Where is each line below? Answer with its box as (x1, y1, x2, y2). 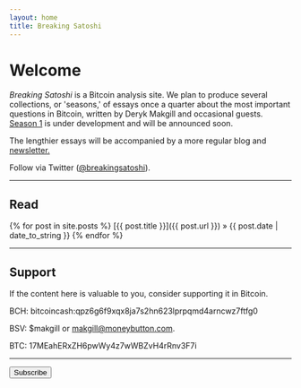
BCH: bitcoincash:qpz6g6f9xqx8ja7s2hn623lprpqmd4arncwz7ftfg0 (9, 306, 258, 316)
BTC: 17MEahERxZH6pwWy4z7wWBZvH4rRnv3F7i (9, 341, 197, 351)
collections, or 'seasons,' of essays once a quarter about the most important (9, 99, 291, 110)
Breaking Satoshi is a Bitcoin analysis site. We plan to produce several (9, 90, 268, 100)
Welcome (9, 60, 82, 81)
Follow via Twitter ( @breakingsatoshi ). (9, 162, 150, 173)
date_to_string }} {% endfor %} (9, 230, 124, 241)
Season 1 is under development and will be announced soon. (9, 118, 234, 129)
